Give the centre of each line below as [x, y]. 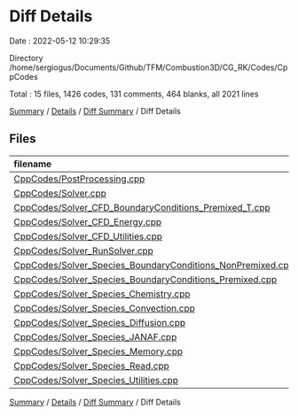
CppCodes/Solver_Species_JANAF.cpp [95, 336]
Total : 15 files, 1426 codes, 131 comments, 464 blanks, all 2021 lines [134, 94]
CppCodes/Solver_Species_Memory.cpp [98, 351]
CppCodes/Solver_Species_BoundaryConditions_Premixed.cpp [145, 279]
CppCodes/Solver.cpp [60, 193]
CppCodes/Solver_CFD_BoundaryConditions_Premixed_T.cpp [142, 207]
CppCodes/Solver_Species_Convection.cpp [104, 308]
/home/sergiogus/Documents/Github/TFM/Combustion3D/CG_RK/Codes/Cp [149, 67]
